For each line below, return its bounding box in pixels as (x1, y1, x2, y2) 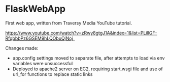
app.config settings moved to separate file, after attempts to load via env (12, 54, 165, 61)
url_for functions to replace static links (12, 71, 93, 77)
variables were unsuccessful (12, 60, 73, 66)
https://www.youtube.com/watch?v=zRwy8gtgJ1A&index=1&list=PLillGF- (5, 30, 157, 36)
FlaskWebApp (5, 3, 66, 15)
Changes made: (5, 45, 39, 51)
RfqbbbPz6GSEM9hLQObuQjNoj (5, 35, 74, 41)
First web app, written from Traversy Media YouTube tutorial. (5, 20, 132, 26)
